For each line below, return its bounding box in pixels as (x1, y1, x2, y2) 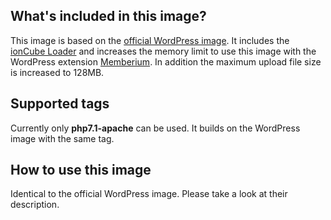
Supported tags (10, 95, 110, 113)
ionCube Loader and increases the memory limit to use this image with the (10, 45, 317, 57)
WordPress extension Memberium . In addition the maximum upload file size (10, 55, 322, 68)
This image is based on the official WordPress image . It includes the (10, 34, 290, 46)
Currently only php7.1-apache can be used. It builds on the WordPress (10, 122, 301, 134)
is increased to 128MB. (10, 66, 105, 78)
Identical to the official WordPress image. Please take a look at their (10, 188, 288, 200)
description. (10, 199, 60, 211)
